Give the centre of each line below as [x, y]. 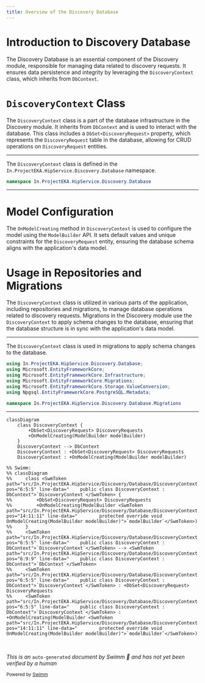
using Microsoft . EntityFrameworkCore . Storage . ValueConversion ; [88, 386]
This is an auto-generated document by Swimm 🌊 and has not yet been [95, 657]
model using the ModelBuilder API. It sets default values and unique [91, 235]
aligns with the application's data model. [57, 248]
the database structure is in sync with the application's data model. [91, 329]
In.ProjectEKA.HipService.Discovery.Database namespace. [81, 170]
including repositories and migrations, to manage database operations [95, 309]
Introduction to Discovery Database [99, 42]
